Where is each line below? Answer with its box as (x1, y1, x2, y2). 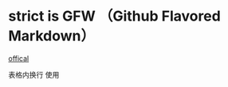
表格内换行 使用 (8, 70, 60, 79)
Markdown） (8, 27, 96, 45)
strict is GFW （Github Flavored (8, 7, 221, 25)
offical (8, 53, 29, 63)
